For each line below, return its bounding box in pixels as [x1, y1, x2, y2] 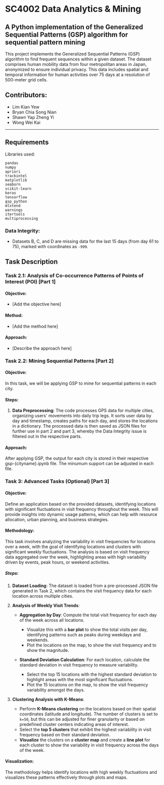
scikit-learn [5, 186, 32, 191]
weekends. [26, 637, 49, 643]
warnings [5, 207, 23, 213]
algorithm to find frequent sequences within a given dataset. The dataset [5, 56, 152, 62]
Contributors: [5, 91, 47, 99]
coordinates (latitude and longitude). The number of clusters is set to [19, 711, 158, 717]
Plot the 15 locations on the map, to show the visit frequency [26, 682, 148, 687]
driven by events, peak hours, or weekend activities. [5, 559, 110, 565]
